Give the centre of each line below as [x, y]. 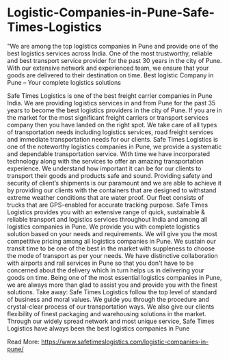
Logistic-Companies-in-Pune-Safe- [111, 13]
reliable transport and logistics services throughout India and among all [107, 219]
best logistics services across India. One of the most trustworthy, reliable [110, 53]
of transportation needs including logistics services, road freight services [110, 132]
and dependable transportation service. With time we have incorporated [109, 154]
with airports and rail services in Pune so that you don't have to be [100, 263]
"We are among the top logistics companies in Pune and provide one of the [113, 46]
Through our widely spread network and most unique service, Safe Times [111, 321]
